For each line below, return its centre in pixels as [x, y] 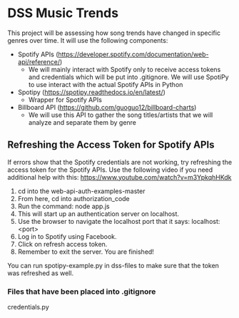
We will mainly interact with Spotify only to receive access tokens [124, 69]
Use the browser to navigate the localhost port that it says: [104, 221]
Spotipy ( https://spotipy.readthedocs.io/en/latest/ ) [92, 92]
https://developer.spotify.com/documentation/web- [133, 54]
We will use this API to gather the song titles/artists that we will [121, 115]
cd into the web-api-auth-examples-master [81, 191]
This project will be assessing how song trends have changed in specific [114, 33]
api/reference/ [39, 61]
